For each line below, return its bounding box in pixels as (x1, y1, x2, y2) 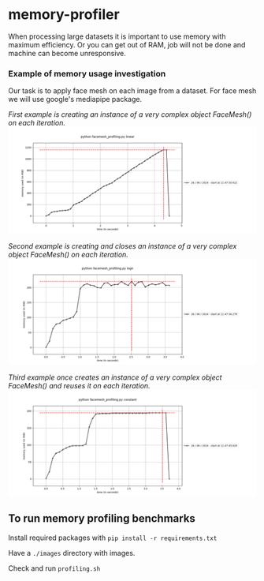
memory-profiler (8, 6, 120, 24)
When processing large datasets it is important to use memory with (8, 32, 226, 41)
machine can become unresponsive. (8, 48, 126, 58)
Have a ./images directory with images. (8, 548, 136, 557)
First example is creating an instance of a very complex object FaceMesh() (8, 110, 252, 119)
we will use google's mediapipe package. (8, 95, 143, 104)
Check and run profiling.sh (8, 563, 101, 573)
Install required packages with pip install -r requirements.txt (8, 533, 218, 542)
